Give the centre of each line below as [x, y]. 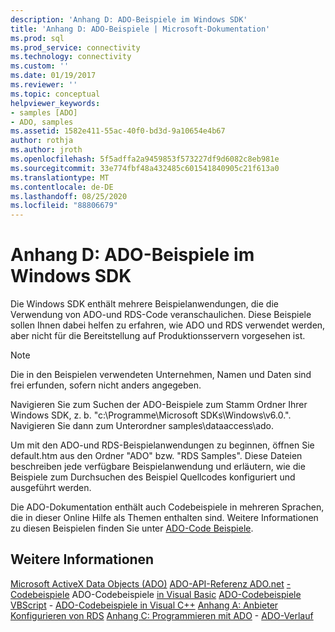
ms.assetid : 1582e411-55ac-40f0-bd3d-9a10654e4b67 [118, 131]
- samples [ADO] [44, 112]
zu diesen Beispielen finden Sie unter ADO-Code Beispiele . [132, 528]
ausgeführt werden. [51, 488]
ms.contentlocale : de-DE [62, 187]
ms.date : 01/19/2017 [53, 76]
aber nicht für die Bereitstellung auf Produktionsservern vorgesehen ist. [158, 336]
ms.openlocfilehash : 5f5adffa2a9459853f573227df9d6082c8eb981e [145, 159]
